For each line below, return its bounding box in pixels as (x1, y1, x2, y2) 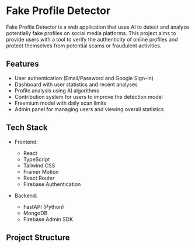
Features (6, 59, 39, 69)
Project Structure (6, 232, 70, 242)
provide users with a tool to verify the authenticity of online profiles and (6, 36, 178, 43)
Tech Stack (6, 123, 48, 133)
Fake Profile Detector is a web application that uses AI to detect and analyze (6, 23, 190, 30)
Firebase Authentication (23, 180, 81, 188)
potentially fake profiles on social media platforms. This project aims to (6, 29, 176, 36)
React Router (23, 174, 55, 181)
